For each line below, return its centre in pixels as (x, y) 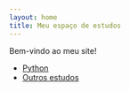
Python (35, 68)
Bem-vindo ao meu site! (53, 50)
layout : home (33, 17)
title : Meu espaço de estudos (65, 26)
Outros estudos (50, 77)
